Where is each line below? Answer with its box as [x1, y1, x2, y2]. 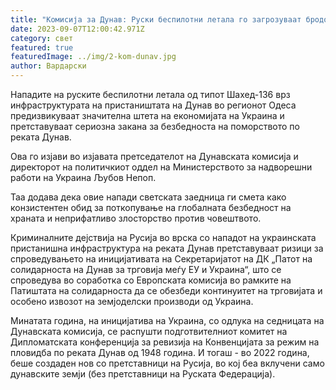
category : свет [10, 33, 74, 43]
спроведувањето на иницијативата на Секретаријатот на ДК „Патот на [10, 253, 313, 265]
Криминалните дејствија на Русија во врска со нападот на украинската [10, 232, 317, 243]
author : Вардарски [10, 61, 87, 71]
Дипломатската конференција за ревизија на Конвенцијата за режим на [10, 336, 320, 348]
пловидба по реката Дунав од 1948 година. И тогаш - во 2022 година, [10, 347, 310, 358]
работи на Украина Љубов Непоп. [10, 172, 157, 183]
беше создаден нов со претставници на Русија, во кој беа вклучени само [10, 357, 325, 369]
